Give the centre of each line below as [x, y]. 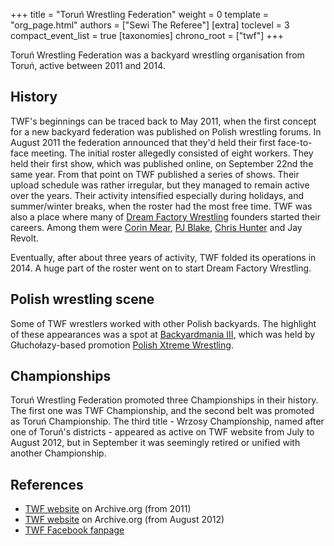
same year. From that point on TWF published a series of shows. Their [155, 174]
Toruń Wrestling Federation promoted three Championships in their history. [164, 400]
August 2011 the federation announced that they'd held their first [143, 142]
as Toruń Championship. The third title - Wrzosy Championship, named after [167, 421]
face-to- [295, 142]
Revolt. [24, 238]
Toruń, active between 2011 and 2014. [88, 65]
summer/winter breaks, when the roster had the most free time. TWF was [161, 206]
